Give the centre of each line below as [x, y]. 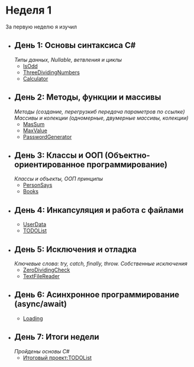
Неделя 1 [29, 10]
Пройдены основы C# [42, 351]
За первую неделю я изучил [41, 27]
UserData [35, 224]
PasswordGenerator [47, 136]
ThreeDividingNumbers [51, 72]
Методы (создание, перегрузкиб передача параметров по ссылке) [99, 111]
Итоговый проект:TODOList [57, 358]
